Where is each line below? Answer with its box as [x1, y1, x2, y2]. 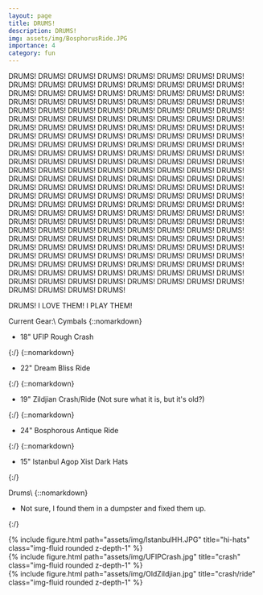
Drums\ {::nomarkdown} [8, 488, 88, 498]
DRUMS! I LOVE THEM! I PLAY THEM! [8, 301, 133, 310]
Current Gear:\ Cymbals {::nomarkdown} [8, 316, 142, 326]
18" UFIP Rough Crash [19, 332, 94, 341]
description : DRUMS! [8, 27, 78, 35]
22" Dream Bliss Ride [19, 363, 91, 373]
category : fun [8, 49, 56, 57]
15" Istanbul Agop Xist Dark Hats [19, 457, 129, 466]
